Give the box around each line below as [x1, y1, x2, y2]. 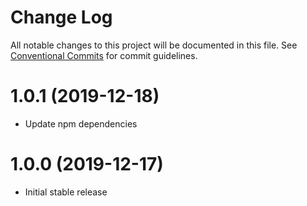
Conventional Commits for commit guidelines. [10, 49, 198, 61]
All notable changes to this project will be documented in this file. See [10, 39, 298, 51]
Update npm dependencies [24, 117, 138, 130]
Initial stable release [24, 186, 108, 198]
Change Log [10, 6, 113, 29]
